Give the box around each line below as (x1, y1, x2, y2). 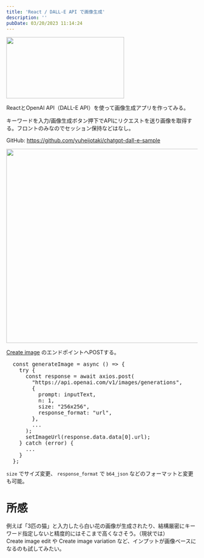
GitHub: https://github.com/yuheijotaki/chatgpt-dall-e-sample (6, 137, 161, 144)
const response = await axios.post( (25, 373, 135, 380)
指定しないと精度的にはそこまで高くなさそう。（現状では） (22, 530, 169, 537)
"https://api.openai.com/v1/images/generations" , (32, 379, 183, 386)
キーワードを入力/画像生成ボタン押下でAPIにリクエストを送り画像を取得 (6, 117, 187, 124)
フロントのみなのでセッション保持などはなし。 (16, 125, 134, 132)
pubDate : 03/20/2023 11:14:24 (6, 20, 83, 26)
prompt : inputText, (38, 391, 97, 398)
